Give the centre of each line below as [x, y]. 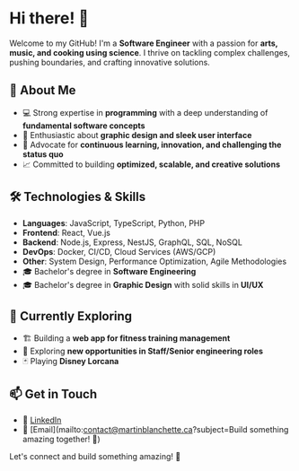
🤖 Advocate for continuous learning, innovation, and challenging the [152, 144]
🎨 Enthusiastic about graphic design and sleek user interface [137, 135]
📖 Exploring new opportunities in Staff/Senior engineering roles [142, 351]
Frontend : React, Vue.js [66, 232]
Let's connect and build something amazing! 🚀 [95, 457]
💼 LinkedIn [42, 420]
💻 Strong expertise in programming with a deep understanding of [145, 112]
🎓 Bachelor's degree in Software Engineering [109, 271]
